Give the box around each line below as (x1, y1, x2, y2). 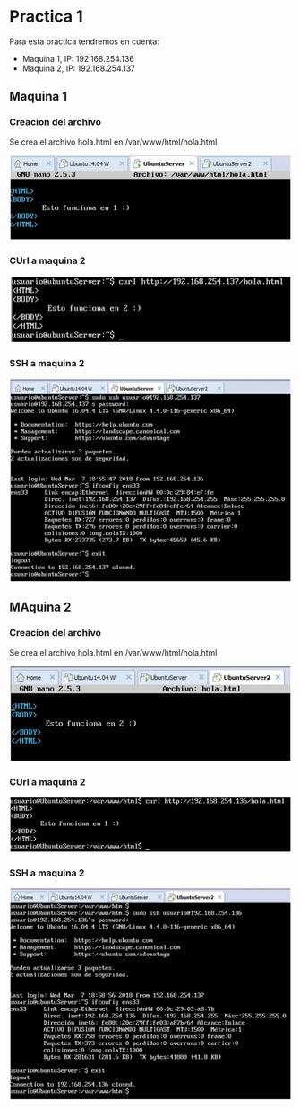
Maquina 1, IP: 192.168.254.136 (21, 53, 134, 64)
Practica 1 (9, 6, 83, 27)
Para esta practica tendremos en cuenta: (9, 36, 159, 47)
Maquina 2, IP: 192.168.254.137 (21, 63, 136, 74)
